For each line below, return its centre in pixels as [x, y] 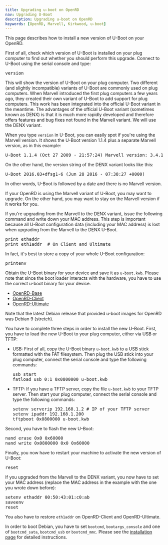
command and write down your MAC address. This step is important [75, 219]
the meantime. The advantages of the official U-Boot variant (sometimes [80, 109]
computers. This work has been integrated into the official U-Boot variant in [83, 104]
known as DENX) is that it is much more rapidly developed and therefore [79, 115]
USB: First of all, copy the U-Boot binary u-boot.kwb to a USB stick [80, 349]
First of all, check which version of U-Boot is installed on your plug [74, 53]
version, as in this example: [33, 146]
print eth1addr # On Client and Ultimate [58, 244]
